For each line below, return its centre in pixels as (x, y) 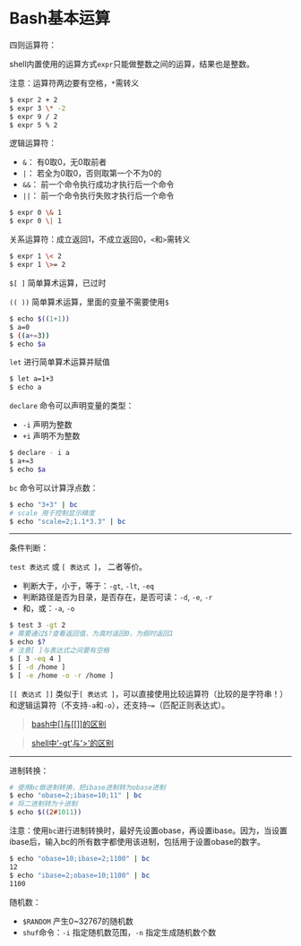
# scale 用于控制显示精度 (52, 513)
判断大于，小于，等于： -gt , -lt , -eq (88, 586)
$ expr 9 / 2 (34, 116)
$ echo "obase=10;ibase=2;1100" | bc (80, 859)
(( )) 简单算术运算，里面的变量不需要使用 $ (89, 302)
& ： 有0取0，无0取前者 (64, 162)
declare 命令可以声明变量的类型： (72, 406)
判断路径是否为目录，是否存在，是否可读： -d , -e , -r (117, 598)
